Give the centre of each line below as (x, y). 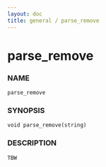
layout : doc (25, 14)
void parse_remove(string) (47, 125)
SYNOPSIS (26, 110)
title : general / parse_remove (53, 21)
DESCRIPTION (32, 143)
